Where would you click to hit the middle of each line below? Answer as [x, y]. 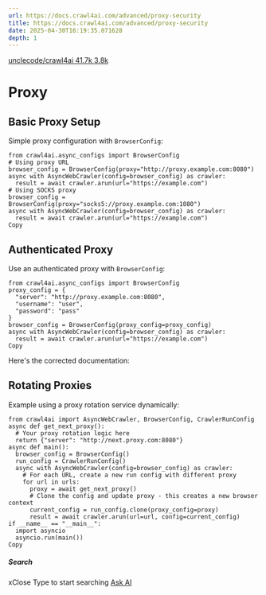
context [21, 503]
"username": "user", [49, 304]
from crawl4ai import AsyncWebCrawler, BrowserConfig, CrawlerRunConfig [131, 419]
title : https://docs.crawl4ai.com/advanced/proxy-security [108, 23]
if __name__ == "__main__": [55, 523]
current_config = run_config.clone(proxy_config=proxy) [124, 510]
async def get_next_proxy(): [57, 426]
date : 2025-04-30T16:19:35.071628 [66, 30]
